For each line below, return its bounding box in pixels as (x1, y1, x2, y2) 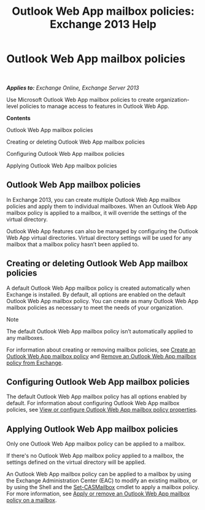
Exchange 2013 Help (50, 17, 157, 31)
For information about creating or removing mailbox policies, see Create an (6, 346, 196, 354)
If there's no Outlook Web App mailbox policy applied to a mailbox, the (6, 452, 184, 460)
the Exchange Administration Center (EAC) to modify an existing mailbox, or (6, 477, 198, 484)
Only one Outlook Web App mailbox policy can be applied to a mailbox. (6, 440, 186, 447)
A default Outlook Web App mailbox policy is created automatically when (6, 284, 190, 292)
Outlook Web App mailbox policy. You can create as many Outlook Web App (6, 297, 198, 304)
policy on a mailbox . (6, 496, 57, 504)
